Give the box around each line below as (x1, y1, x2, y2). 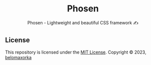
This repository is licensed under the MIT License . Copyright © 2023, (5, 49, 147, 55)
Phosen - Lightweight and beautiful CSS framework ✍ (27, 19, 139, 25)
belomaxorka (5, 54, 32, 60)
